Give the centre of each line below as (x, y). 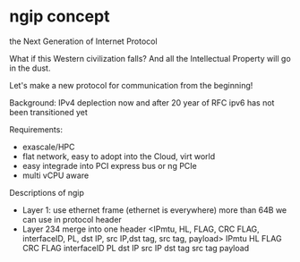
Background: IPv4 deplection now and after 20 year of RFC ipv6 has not (142, 102)
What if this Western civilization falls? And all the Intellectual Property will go (150, 58)
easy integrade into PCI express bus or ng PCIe (109, 165)
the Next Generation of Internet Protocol (84, 41)
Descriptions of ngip (47, 192)
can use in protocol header (72, 219)
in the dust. (30, 68)
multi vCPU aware (56, 175)
